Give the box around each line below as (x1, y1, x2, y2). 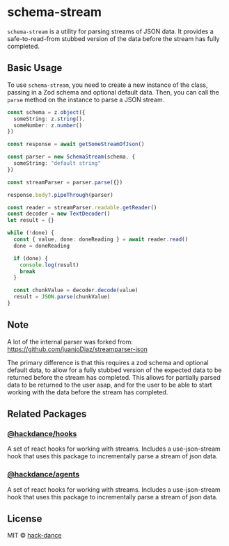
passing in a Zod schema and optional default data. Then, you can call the (7, 88, 219, 96)
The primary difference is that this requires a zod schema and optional (7, 358, 209, 367)
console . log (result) (19, 262, 79, 268)
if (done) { (13, 255, 49, 262)
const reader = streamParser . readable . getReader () (7, 204, 157, 211)
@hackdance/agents (7, 469, 80, 479)
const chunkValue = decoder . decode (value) (13, 287, 139, 294)
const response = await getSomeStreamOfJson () (7, 140, 145, 148)
